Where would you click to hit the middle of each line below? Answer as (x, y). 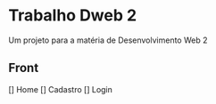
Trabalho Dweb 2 (73, 16)
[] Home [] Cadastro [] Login (61, 89)
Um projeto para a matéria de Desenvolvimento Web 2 (108, 40)
